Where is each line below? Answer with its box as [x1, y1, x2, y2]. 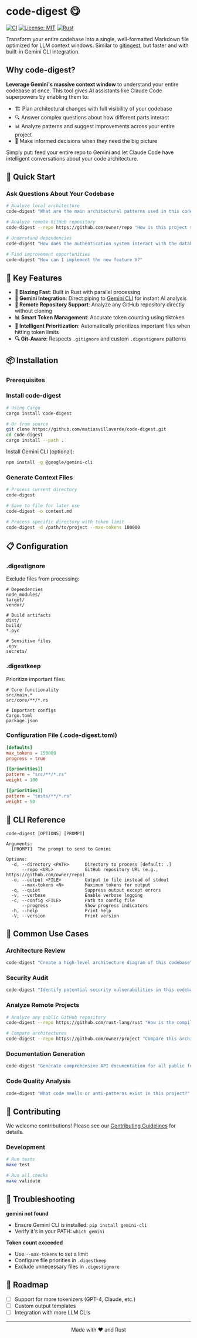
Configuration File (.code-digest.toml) [6, 731, 117, 739]
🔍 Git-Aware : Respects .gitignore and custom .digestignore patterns [14, 335, 186, 342]
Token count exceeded [6, 1239, 63, 1246]
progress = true [6, 755, 46, 762]
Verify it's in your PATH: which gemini [14, 1227, 105, 1234]
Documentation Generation [6, 1049, 86, 1057]
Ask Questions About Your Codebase [6, 190, 114, 198]
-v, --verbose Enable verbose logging [11, 892, 143, 898]
